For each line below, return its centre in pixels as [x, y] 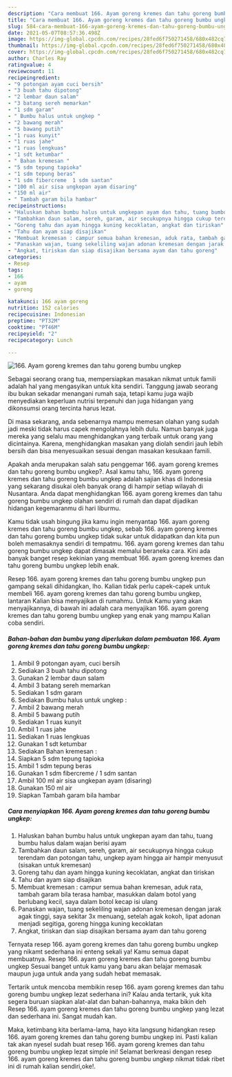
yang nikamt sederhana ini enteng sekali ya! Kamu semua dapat [98, 952]
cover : [17, 52]
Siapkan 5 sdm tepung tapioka [61, 758]
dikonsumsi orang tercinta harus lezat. [62, 408]
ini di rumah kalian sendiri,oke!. [52, 1067]
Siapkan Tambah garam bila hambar [69, 795]
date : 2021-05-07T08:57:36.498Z [54, 33]
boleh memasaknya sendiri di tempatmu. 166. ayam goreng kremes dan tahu [116, 544]
